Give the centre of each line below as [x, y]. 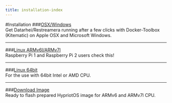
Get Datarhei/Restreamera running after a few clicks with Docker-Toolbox [83, 30]
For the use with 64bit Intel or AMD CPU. [48, 75]
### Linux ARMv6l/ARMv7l [33, 50]
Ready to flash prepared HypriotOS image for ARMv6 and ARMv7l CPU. [81, 95]
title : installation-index [34, 10]
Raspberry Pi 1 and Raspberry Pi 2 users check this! [60, 55]
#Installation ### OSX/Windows [38, 24]
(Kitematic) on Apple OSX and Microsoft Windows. [58, 35]
